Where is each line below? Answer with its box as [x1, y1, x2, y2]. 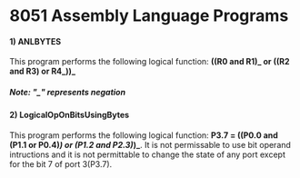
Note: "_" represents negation [9, 86, 125, 97]
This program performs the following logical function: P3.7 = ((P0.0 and [9, 129, 279, 141]
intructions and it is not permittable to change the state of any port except [9, 149, 286, 160]
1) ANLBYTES [9, 35, 62, 46]
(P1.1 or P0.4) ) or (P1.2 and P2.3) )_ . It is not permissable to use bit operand [9, 139, 291, 150]
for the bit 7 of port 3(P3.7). [9, 158, 113, 169]
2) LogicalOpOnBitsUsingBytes [9, 110, 130, 121]
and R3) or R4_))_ [9, 65, 75, 77]
